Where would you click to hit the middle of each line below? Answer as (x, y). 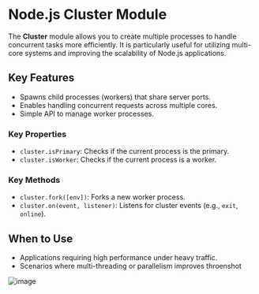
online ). (32, 214)
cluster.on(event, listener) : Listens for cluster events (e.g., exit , (129, 206)
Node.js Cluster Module (88, 15)
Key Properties (38, 134)
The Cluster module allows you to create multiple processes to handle (122, 36)
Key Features (41, 78)
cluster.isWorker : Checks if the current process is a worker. (118, 160)
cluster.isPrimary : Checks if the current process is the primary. (124, 151)
